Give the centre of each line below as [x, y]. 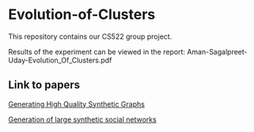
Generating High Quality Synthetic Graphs [76, 104]
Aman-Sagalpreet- [217, 51]
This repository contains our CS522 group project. [90, 36]
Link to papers [44, 85]
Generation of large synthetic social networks [82, 119]
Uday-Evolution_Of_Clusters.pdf [60, 60]
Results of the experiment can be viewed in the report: [97, 51]
